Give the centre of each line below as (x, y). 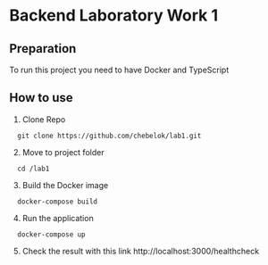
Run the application (58, 218)
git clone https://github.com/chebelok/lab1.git (109, 136)
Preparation (43, 49)
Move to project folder (63, 152)
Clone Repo (44, 119)
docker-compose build (58, 202)
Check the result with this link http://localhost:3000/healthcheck (141, 251)
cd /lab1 (33, 169)
